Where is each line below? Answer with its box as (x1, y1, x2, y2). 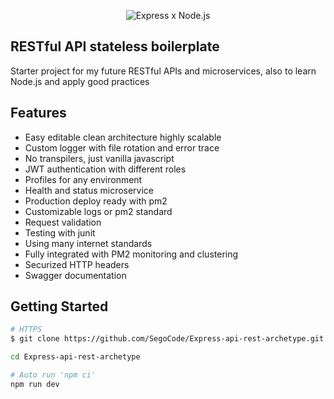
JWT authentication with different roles (24, 163, 187, 175)
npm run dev (10, 379, 60, 389)
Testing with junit (24, 226, 96, 239)
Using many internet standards (24, 237, 153, 249)
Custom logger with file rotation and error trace (24, 141, 220, 154)
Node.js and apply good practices (10, 75, 150, 87)
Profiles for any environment (24, 173, 143, 185)
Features (10, 105, 67, 122)
